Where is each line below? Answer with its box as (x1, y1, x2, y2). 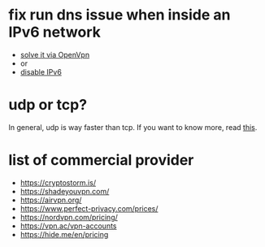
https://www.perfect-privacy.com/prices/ (20, 203, 159, 213)
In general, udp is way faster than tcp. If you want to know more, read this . (8, 122, 258, 132)
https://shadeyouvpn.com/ (20, 186, 110, 196)
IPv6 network (8, 23, 102, 41)
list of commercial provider (8, 151, 194, 170)
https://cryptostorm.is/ (20, 177, 96, 188)
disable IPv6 (20, 67, 63, 76)
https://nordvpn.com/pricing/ (20, 212, 118, 222)
